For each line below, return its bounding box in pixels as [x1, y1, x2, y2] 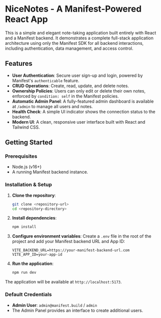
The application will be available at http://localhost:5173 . [5, 279, 122, 285]
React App [5, 14, 48, 25]
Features [5, 59, 32, 68]
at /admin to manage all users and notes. [12, 103, 93, 109]
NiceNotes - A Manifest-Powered [5, 3, 142, 15]
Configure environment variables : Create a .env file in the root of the [12, 233, 152, 239]
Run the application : [12, 261, 54, 266]
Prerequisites [5, 153, 37, 160]
